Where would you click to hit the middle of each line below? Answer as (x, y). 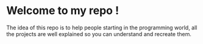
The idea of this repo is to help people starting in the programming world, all (102, 28)
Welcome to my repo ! (63, 11)
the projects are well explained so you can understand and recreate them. (99, 34)
